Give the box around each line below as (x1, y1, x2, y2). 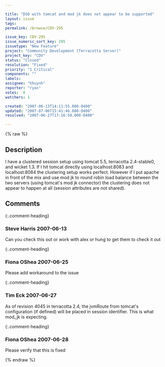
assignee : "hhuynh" (5, 81, 46, 86)
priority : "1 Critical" (5, 67, 55, 72)
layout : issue (5, 16, 35, 21)
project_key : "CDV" (5, 53, 46, 58)
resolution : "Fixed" (5, 62, 48, 67)
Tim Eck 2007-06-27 (5, 292, 57, 299)
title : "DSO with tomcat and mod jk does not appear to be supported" (5, 11, 155, 16)
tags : (5, 21, 16, 26)
